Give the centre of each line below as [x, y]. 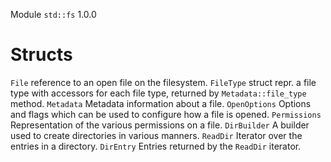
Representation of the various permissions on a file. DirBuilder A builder [160, 125]
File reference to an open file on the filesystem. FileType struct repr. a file [163, 82]
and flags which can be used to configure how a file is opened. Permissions [166, 114]
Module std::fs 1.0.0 [53, 14]
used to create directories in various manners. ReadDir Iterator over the [156, 135]
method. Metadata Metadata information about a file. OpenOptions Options [161, 103]
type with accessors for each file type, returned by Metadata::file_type [158, 93]
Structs [41, 55]
